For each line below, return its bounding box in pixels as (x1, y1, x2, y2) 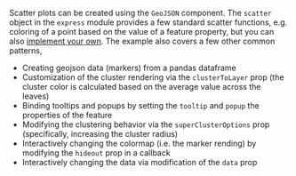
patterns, (9, 45, 43, 56)
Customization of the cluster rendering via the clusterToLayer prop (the (21, 72, 284, 83)
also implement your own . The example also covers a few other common (9, 36, 276, 46)
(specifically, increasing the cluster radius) (21, 129, 179, 139)
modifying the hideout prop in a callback (21, 148, 171, 158)
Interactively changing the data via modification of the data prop (21, 157, 258, 167)
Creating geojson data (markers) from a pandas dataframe (21, 62, 237, 73)
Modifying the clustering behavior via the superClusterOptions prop (21, 119, 270, 130)
